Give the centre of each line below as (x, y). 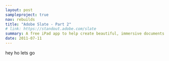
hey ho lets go (20, 53)
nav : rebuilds (20, 19)
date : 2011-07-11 (24, 39)
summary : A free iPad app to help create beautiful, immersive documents (85, 34)
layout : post (19, 10)
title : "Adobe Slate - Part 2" (38, 24)
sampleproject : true (27, 15)
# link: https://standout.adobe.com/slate (51, 29)
